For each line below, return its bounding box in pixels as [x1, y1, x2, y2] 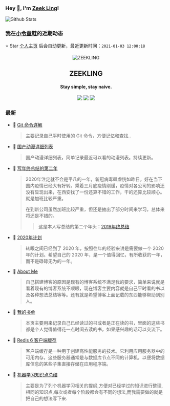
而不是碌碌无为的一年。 [25, 258, 75, 264]
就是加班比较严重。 [25, 196, 67, 202]
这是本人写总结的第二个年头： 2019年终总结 [38, 224, 130, 230]
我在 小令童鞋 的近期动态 [5, 30, 63, 37]
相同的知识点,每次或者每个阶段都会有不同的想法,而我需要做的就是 [25, 389, 163, 395]
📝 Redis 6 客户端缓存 [12, 337, 57, 344]
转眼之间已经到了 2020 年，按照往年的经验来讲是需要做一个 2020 [25, 245, 164, 251]
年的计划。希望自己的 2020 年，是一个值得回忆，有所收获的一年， [25, 252, 165, 258]
